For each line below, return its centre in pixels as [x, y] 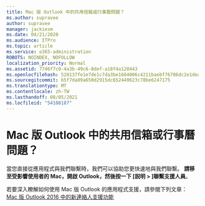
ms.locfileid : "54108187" [39, 103]
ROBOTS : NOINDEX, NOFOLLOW [41, 57]
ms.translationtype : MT [37, 86]
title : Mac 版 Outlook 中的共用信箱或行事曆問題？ [66, 12]
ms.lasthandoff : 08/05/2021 [42, 97]
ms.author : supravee [33, 18]
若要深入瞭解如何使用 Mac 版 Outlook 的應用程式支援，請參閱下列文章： [97, 189]
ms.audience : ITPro [31, 40]
